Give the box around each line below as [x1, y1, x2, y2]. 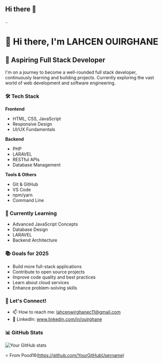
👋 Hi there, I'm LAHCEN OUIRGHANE [5, 36, 158, 47]
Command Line [12, 197, 44, 203]
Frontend [5, 106, 25, 112]
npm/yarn [12, 192, 33, 198]
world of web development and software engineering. [5, 80, 116, 86]
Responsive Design [12, 121, 52, 127]
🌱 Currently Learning [5, 210, 57, 217]
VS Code [12, 187, 31, 193]
